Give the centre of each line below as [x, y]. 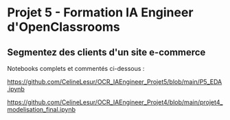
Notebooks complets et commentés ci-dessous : [76, 69]
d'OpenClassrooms [64, 27]
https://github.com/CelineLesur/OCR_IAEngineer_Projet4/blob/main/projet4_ [115, 102]
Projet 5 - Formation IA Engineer [100, 13]
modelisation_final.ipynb [41, 109]
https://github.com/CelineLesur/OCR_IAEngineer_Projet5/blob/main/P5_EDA [115, 82]
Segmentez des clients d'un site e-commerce [106, 52]
